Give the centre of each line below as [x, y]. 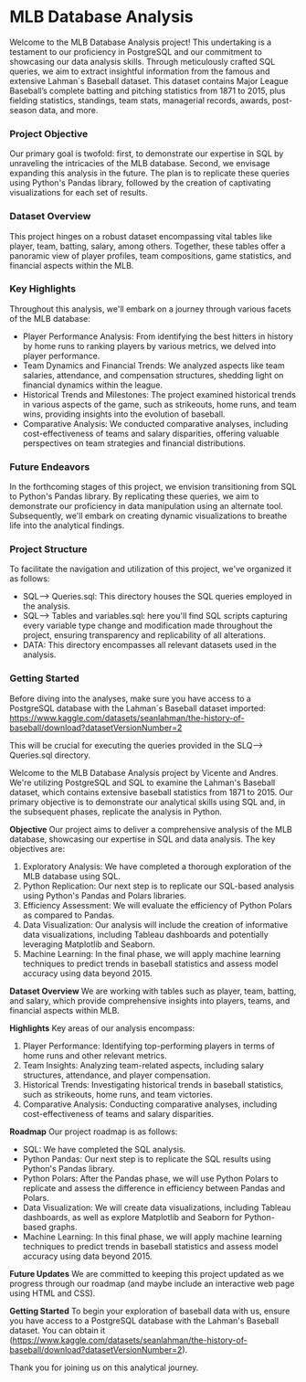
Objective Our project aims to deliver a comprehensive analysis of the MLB [151, 829]
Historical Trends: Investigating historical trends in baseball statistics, [153, 1084]
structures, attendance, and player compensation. [116, 1075]
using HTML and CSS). [53, 1293]
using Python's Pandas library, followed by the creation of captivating [140, 183]
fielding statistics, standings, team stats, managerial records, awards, [140, 100]
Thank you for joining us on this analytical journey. [104, 1367]
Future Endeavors [50, 466]
